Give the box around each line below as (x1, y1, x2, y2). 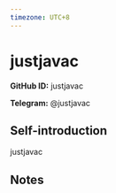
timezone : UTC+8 (10, 12, 70, 22)
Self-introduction (10, 123, 108, 138)
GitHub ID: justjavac (10, 81, 83, 91)
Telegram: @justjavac (10, 97, 91, 108)
